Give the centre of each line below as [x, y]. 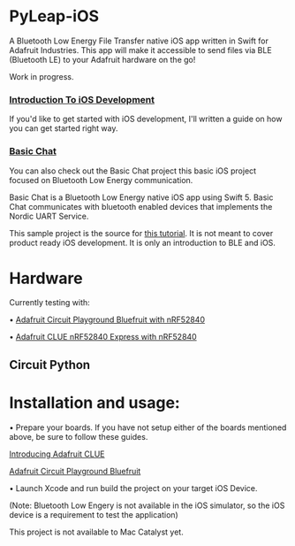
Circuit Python [50, 365]
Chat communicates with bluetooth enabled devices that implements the [141, 206]
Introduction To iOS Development [82, 99]
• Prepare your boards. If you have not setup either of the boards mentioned [148, 427]
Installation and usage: [95, 403]
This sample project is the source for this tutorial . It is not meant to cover [141, 233]
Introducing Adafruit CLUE [57, 454]
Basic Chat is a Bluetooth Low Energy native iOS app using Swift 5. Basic [141, 197]
